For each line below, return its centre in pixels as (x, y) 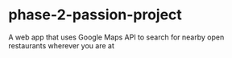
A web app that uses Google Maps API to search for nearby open (116, 37)
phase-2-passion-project (95, 15)
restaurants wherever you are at (61, 45)
